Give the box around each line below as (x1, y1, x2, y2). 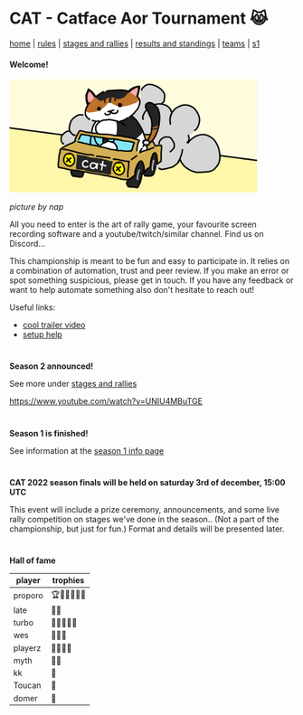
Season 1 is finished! (9, 428, 89, 438)
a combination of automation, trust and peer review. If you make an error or (9, 266, 289, 277)
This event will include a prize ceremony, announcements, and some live (9, 503, 280, 514)
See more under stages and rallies (9, 379, 137, 390)
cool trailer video (22, 320, 86, 331)
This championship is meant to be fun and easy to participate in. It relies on (9, 256, 290, 267)
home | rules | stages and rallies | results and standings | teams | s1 (9, 38, 260, 49)
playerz (13, 642, 42, 654)
